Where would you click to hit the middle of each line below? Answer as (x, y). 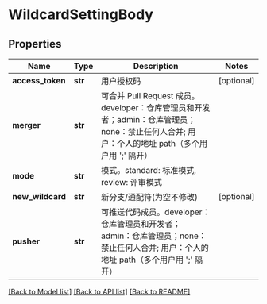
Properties (35, 44)
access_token (39, 81)
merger (27, 125)
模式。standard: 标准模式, (149, 170)
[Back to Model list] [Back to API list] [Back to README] (99, 292)
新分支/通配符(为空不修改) (149, 197)
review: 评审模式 (132, 182)
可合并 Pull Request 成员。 (150, 96)
